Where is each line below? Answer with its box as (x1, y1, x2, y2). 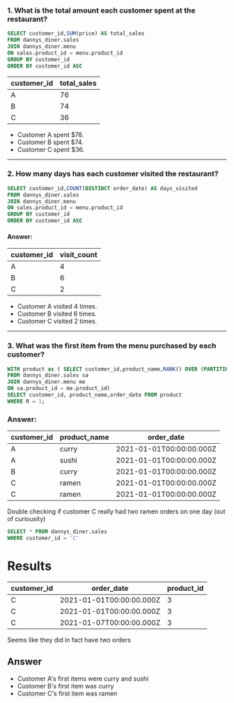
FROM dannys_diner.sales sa (7, 372, 89, 379)
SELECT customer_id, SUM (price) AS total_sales (7, 30, 145, 37)
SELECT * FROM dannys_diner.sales (7, 528, 108, 535)
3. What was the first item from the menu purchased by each (7, 341, 217, 350)
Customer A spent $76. (17, 130, 84, 139)
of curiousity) (7, 515, 46, 523)
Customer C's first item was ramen (17, 689, 118, 697)
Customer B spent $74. (17, 138, 84, 146)
